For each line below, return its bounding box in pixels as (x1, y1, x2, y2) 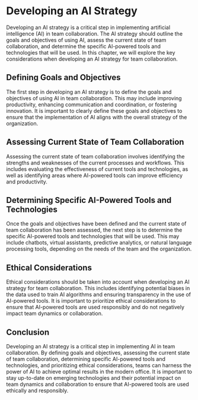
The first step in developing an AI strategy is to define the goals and (6, 88, 172, 96)
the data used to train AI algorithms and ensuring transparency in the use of (6, 291, 191, 298)
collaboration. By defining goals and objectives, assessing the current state (6, 349, 190, 356)
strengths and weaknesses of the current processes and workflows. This (6, 159, 185, 166)
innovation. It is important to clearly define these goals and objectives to (6, 107, 183, 114)
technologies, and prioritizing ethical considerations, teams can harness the (6, 362, 191, 369)
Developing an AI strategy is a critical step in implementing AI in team (6, 343, 175, 350)
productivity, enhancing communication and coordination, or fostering (6, 101, 177, 108)
